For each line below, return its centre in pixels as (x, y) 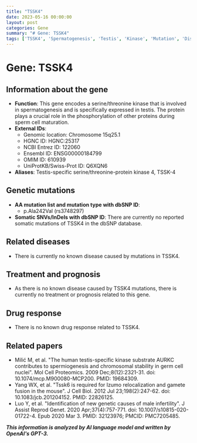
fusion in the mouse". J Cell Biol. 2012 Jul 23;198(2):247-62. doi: (92, 391)
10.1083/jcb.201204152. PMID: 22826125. (64, 397)
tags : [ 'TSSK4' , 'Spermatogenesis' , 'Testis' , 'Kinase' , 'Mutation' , (93, 39)
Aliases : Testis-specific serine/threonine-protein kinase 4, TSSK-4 (95, 172)
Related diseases (38, 242)
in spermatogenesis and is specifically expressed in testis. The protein (99, 110)
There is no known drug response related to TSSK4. (77, 327)
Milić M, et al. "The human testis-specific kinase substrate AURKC (94, 360)
